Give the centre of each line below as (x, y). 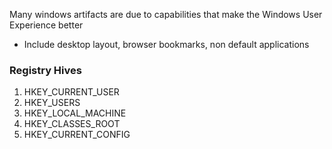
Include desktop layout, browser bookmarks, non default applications (166, 44)
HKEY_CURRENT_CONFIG (77, 135)
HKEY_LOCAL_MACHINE (75, 113)
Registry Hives (45, 70)
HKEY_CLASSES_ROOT (72, 124)
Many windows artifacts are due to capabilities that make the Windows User (166, 14)
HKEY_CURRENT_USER (71, 92)
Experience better (46, 25)
